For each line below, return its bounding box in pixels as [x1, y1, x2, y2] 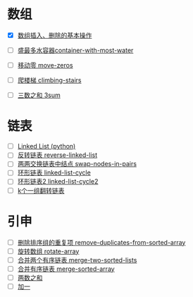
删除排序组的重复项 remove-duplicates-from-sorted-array [17, 238, 186, 246]
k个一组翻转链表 [17, 186, 65, 194]
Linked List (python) [17, 142, 76, 151]
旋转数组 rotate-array [17, 247, 80, 255]
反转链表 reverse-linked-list [17, 151, 98, 159]
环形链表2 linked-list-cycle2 [17, 177, 99, 186]
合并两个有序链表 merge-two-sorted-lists [17, 255, 137, 264]
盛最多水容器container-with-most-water [17, 46, 134, 54]
